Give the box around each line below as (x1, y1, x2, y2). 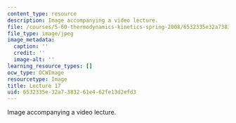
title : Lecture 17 (7, 82, 61, 89)
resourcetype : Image (7, 75, 68, 83)
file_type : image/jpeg (7, 30, 74, 37)
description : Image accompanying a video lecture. (7, 17, 159, 24)
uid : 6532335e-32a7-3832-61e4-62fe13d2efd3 (7, 89, 137, 96)
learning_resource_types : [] (7, 63, 93, 70)
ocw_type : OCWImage (7, 69, 65, 76)
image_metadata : (7, 37, 55, 44)
